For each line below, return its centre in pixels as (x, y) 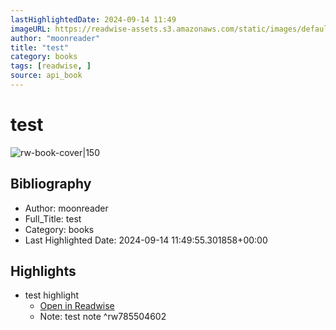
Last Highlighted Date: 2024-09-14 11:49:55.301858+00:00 (146, 240)
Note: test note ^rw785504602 (103, 317)
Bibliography (51, 184)
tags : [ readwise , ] (51, 66)
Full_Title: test (53, 218)
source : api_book (46, 76)
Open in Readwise (77, 306)
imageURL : (31, 29)
